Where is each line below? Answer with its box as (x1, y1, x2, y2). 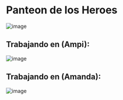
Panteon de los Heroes (6, 3, 118, 17)
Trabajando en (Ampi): (6, 40, 90, 49)
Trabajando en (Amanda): (6, 72, 101, 82)
